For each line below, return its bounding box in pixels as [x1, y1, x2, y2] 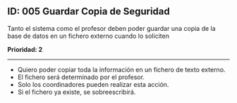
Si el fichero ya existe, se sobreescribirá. [17, 88, 136, 96]
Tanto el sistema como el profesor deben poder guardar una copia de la [7, 24, 217, 32]
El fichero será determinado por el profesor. [17, 73, 145, 81]
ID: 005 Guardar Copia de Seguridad [7, 6, 171, 18]
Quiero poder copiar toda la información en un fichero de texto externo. [17, 65, 226, 74]
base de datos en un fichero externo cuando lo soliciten [7, 32, 169, 40]
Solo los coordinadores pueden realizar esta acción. [17, 80, 169, 88]
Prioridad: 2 [7, 45, 43, 53]
